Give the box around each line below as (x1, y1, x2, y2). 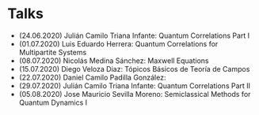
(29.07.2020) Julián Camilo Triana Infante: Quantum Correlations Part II (18, 80, 251, 91)
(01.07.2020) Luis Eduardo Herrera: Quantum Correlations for (18, 39, 219, 48)
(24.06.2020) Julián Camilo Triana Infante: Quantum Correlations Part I (18, 31, 250, 40)
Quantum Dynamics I (18, 98, 88, 107)
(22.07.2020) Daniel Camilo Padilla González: (18, 72, 166, 82)
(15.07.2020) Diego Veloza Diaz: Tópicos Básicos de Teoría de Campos (18, 64, 250, 73)
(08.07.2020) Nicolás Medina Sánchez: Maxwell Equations (18, 56, 209, 65)
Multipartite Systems (18, 47, 87, 57)
